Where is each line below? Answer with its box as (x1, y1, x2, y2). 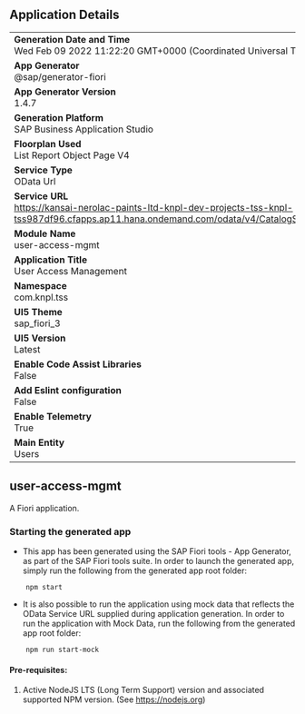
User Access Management (14, 264, 127, 277)
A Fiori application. (9, 502, 80, 513)
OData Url (14, 174, 56, 187)
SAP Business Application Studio (14, 123, 154, 135)
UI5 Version (14, 332, 66, 344)
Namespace (14, 279, 68, 292)
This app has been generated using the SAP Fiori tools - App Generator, (22, 545, 292, 557)
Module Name (14, 227, 76, 240)
